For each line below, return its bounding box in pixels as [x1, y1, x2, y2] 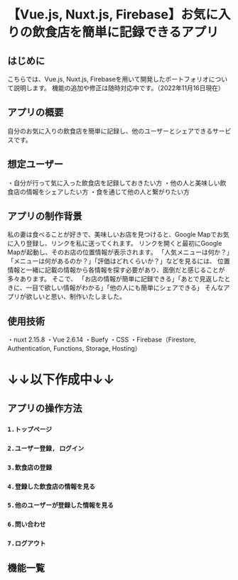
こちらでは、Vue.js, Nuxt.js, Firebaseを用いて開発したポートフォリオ [7, 75, 210, 83]
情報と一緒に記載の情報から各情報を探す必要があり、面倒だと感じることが [7, 266, 225, 274]
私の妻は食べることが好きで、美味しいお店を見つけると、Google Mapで [7, 230, 217, 239]
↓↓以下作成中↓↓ [7, 372, 115, 388]
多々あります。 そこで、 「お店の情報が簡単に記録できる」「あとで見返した [7, 275, 225, 283]
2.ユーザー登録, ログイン [7, 444, 85, 452]
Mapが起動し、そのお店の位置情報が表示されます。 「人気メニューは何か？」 [7, 248, 230, 256]
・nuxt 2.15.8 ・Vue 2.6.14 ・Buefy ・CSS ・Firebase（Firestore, [7, 335, 197, 344]
